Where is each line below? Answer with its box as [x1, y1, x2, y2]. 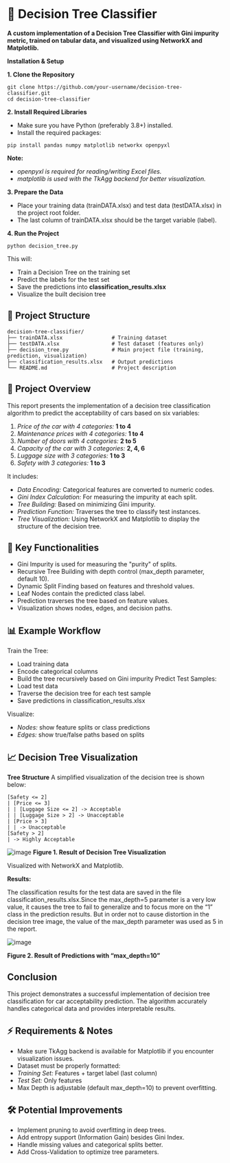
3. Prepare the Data [7, 187, 64, 196]
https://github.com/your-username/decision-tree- [37, 83, 183, 90]
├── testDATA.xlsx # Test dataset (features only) [7, 340, 205, 347]
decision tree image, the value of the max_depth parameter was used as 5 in [7, 918, 223, 925]
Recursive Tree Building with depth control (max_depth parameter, [16, 568, 205, 576]
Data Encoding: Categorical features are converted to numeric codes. [16, 485, 215, 493]
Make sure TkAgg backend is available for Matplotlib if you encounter [16, 1047, 214, 1055]
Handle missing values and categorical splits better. [16, 1140, 163, 1149]
